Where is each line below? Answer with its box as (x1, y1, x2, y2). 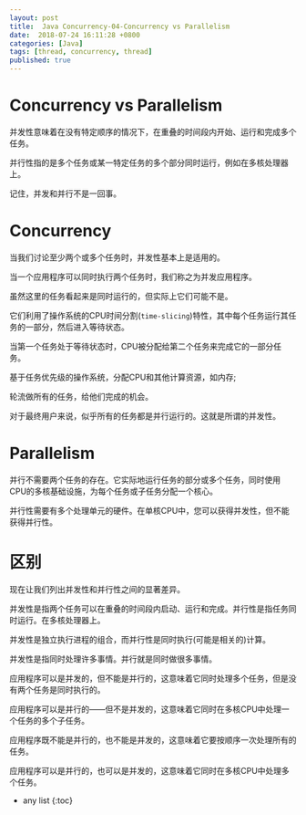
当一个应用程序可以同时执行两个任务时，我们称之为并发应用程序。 (9, 271, 257, 282)
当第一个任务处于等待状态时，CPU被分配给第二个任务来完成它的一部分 (9, 340, 274, 351)
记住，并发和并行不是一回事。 (9, 188, 121, 199)
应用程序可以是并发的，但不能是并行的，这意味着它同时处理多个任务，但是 (9, 673, 289, 684)
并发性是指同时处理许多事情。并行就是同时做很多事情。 (9, 653, 217, 664)
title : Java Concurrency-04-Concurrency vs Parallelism (9, 22, 230, 31)
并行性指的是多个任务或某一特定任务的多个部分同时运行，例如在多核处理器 (9, 157, 289, 168)
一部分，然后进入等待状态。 (25, 321, 129, 332)
